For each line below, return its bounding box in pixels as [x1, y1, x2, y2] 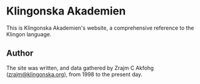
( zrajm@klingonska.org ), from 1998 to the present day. [6, 71, 143, 78]
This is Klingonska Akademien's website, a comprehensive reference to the [6, 24, 195, 31]
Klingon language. [6, 30, 52, 37]
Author [6, 48, 33, 59]
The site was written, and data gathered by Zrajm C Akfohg [6, 64, 154, 71]
